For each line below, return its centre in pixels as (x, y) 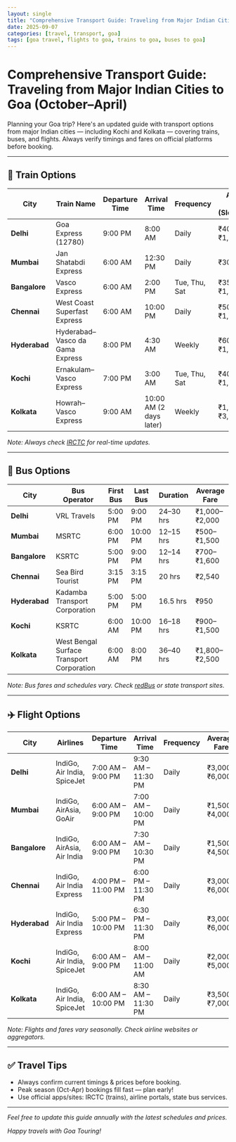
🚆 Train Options (42, 175)
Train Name (76, 203)
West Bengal (77, 641)
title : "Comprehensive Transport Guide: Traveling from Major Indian (111, 20)
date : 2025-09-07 (33, 27)
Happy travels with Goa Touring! (54, 1131)
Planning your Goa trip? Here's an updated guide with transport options (111, 124)
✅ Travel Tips (37, 1065)
